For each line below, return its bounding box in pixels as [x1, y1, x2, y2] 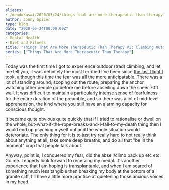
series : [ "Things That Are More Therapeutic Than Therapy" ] [5, 49, 134, 54]
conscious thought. [5, 106, 45, 112]
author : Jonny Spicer [5, 17, 51, 22]
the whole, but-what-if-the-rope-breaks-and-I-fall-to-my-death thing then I [5, 121, 162, 127]
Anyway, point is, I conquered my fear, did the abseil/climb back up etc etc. [5, 152, 161, 158]
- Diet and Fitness [5, 40, 46, 45]
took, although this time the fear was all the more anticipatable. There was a [5, 74, 162, 80]
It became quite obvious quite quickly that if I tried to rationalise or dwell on [5, 116, 161, 122]
